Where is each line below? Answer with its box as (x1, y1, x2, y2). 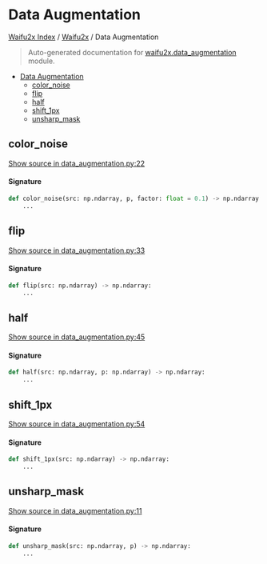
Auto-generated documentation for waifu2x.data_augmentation (27, 47, 237, 57)
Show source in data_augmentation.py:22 (8, 158, 145, 168)
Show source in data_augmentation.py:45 (8, 332, 145, 342)
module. (27, 56, 55, 66)
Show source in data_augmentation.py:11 (8, 506, 142, 515)
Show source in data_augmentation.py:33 (8, 246, 145, 255)
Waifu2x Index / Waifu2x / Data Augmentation (8, 32, 159, 42)
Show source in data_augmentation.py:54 (8, 419, 145, 429)
